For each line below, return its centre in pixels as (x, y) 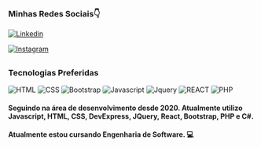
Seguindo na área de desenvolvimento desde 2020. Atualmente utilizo (125, 108)
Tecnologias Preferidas (53, 72)
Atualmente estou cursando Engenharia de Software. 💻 (101, 134)
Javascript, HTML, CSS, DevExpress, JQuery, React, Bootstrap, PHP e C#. (131, 116)
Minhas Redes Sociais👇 (54, 13)
